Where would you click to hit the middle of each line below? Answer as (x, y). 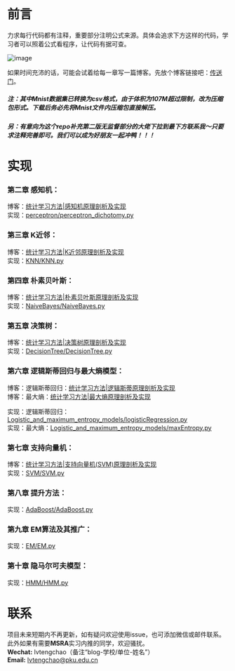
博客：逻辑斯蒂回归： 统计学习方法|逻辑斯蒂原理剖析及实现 (91, 387)
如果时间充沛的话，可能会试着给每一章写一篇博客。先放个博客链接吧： (109, 72)
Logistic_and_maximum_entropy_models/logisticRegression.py (98, 419)
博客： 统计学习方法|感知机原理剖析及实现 (67, 206)
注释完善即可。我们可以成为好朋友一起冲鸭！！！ (84, 135)
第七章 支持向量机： (41, 448)
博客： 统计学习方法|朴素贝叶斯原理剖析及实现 (73, 297)
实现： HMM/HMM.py (38, 583)
